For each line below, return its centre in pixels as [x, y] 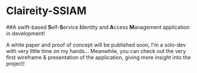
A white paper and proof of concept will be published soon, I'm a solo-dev [96, 45]
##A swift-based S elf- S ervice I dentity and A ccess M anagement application [98, 27]
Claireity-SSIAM [46, 11]
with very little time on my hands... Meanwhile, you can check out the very [96, 51]
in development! [26, 33]
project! [16, 64]
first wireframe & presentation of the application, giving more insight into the [98, 57]
